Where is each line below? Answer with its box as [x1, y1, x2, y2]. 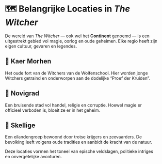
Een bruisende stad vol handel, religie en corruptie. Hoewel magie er [5, 102, 142, 108]
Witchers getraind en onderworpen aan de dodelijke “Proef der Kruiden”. [5, 75, 150, 81]
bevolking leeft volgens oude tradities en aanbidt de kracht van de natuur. [5, 139, 152, 145]
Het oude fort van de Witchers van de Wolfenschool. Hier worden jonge [5, 70, 148, 76]
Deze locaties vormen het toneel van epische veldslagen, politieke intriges [5, 149, 154, 154]
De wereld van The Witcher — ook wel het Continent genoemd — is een [5, 33, 150, 39]
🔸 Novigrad [5, 89, 40, 98]
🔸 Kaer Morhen [5, 57, 52, 65]
